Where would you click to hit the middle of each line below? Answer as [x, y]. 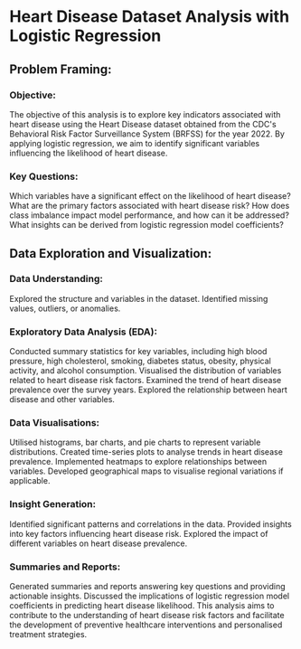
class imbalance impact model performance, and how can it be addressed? [149, 215]
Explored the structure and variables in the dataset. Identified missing [139, 298]
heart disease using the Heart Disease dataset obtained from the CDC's [143, 124]
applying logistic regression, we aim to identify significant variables [135, 143]
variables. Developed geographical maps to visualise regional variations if [146, 471]
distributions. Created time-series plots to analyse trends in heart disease [146, 452]
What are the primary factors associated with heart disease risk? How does [150, 206]
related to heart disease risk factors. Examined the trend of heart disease [146, 381]
